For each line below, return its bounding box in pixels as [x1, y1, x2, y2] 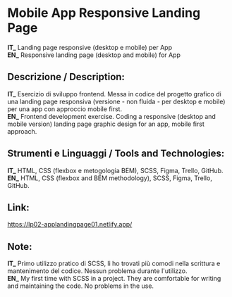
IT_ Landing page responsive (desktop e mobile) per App [7, 43, 173, 51]
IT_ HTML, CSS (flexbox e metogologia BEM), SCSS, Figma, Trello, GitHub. [7, 166, 224, 175]
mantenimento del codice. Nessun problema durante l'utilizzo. [7, 267, 188, 275]
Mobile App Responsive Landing [7, 5, 201, 21]
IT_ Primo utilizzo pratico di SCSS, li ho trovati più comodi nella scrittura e [7, 259, 221, 268]
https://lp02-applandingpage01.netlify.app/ [7, 220, 133, 229]
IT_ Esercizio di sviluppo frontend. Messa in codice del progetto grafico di [7, 89, 222, 98]
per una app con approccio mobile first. [7, 104, 122, 113]
